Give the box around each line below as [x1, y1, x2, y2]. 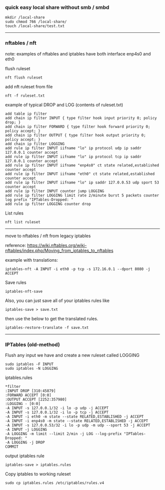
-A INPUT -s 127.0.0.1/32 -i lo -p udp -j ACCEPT [5, 406, 109, 410]
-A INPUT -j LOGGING [5, 427, 48, 432]
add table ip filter [5, 111, 48, 116]
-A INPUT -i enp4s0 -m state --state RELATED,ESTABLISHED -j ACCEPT [5, 418, 148, 423]
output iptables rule [5, 453, 45, 459]
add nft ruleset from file [5, 83, 53, 89]
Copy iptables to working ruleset [5, 471, 71, 477]
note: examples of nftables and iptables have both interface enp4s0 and [5, 51, 151, 56]
